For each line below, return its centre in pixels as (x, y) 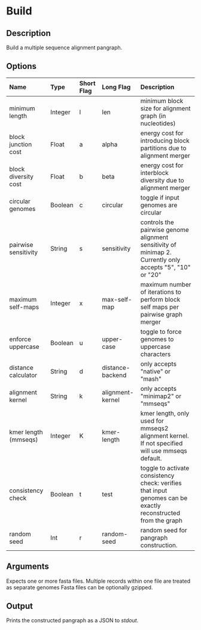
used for (152, 421)
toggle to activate (165, 468)
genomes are (159, 205)
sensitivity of (158, 245)
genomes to (157, 339)
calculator (23, 375)
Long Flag (116, 87)
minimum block (162, 101)
